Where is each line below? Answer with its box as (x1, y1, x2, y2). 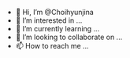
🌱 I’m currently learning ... (15, 24, 100, 33)
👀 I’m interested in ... (15, 16, 83, 25)
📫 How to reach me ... (15, 42, 89, 50)
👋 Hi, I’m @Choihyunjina (15, 8, 95, 16)
